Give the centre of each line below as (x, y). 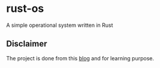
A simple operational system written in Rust (60, 25)
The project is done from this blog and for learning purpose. (80, 58)
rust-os (25, 9)
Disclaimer (27, 44)
